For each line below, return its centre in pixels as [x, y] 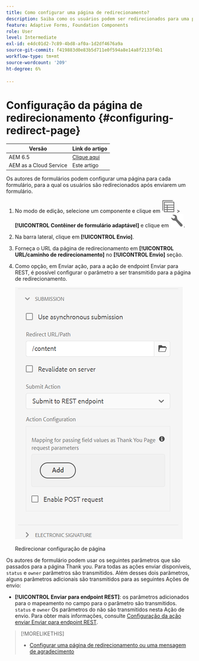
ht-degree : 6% [24, 69]
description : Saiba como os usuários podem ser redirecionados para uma [98, 19]
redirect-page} [44, 130]
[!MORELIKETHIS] [42, 633]
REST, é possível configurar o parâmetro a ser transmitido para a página [103, 272]
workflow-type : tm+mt [33, 56]
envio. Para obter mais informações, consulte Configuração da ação [98, 616]
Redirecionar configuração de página [60, 548]
